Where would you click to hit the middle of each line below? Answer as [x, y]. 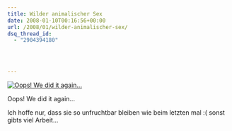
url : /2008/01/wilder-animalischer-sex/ [68, 27]
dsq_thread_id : [30, 34]
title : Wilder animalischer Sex [55, 14]
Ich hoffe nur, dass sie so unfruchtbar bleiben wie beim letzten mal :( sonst [116, 113]
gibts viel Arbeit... [33, 120]
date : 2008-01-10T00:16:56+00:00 [57, 21]
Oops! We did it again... [41, 99]
